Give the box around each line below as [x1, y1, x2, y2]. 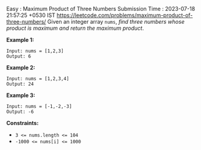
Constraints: [6, 120, 39, 126]
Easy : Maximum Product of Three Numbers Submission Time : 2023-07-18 [6, 5, 196, 12]
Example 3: [6, 92, 35, 99]
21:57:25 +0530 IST [6, 12, 56, 19]
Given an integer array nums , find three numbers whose [47, 18, 185, 25]
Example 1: [6, 36, 35, 43]
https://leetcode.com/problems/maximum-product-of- [57, 12, 193, 19]
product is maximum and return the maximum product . [6, 24, 144, 32]
